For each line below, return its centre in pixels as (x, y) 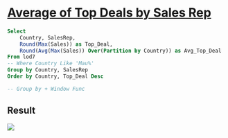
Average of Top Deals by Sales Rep (109, 13)
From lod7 (21, 57)
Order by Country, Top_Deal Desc (55, 77)
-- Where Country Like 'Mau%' (51, 64)
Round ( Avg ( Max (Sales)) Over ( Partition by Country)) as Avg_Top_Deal (121, 51)
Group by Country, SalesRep (48, 70)
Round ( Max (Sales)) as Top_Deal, (66, 44)
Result (21, 111)
